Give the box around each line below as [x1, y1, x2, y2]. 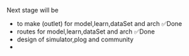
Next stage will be [6, 6, 59, 14]
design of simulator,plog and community [16, 35, 134, 43]
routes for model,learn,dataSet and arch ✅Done [16, 27, 155, 36]
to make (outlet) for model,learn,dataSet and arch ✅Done [16, 20, 183, 27]
